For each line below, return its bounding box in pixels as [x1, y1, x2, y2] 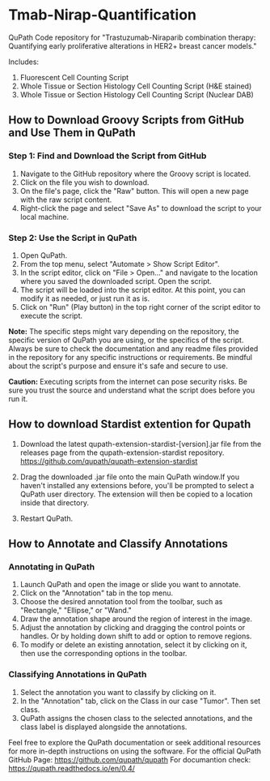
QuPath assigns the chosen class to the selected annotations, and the [19, 713, 253, 723]
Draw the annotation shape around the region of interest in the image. [19, 614, 253, 624]
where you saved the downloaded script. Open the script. [19, 276, 213, 285]
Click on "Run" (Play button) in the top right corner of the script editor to [19, 302, 261, 311]
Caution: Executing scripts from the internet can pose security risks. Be [8, 376, 248, 386]
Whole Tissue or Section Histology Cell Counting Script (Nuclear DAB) [19, 89, 255, 99]
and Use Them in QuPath [8, 126, 136, 139]
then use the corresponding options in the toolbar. [19, 649, 188, 659]
